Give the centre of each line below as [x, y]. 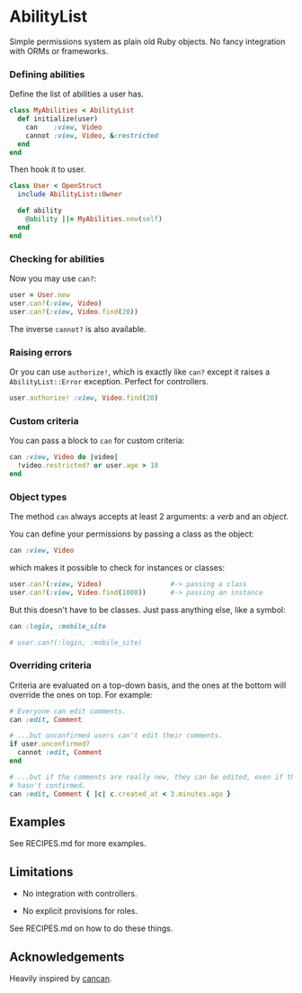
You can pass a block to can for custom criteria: [97, 441]
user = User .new [40, 295]
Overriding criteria [50, 665]
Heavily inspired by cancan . [61, 979]
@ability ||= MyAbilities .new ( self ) [94, 219]
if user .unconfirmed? [50, 745]
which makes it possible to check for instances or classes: [117, 567]
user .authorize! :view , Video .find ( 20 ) [84, 398]
